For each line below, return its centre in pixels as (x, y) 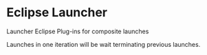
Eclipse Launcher (57, 13)
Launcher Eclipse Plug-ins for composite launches (78, 31)
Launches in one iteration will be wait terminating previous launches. (103, 44)
